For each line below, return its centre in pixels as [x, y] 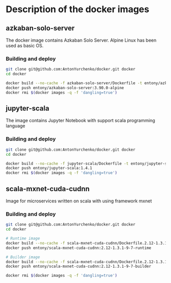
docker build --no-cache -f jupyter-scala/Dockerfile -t [67, 163]
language [15, 126]
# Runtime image [23, 239]
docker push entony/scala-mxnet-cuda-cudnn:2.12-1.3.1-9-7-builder [79, 267]
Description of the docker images [77, 9]
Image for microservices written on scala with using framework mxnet [79, 201]
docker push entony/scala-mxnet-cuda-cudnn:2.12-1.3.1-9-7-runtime [79, 248]
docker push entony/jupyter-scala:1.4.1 [49, 168]
